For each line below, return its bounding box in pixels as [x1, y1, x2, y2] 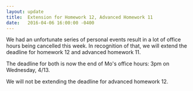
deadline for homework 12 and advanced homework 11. [6, 49, 141, 56]
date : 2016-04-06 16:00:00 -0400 [6, 20, 95, 26]
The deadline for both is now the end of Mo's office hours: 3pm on [6, 60, 170, 67]
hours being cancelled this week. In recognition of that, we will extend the [6, 42, 188, 49]
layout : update [6, 8, 44, 15]
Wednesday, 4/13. [6, 67, 51, 74]
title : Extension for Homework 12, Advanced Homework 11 [6, 14, 153, 20]
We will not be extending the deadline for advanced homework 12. [6, 78, 169, 85]
